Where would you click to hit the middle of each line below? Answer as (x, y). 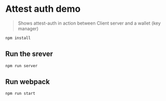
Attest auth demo (43, 9)
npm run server (22, 66)
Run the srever (29, 54)
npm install (18, 38)
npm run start (20, 94)
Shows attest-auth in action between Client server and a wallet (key (89, 23)
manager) (28, 28)
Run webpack (28, 82)
